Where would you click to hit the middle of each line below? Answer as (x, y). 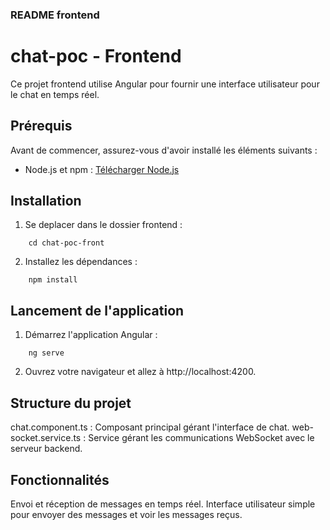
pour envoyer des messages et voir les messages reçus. (126, 514)
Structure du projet (71, 403)
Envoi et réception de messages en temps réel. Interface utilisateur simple (163, 504)
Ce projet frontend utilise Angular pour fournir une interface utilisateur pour (165, 84)
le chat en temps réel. (55, 94)
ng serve (46, 353)
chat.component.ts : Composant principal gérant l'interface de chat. (150, 427)
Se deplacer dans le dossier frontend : (103, 225)
